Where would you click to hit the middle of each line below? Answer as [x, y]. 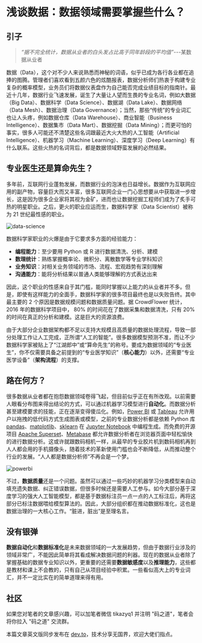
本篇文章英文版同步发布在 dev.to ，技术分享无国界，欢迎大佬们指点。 [91, 634]
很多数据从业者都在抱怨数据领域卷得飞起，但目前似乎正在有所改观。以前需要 [101, 396]
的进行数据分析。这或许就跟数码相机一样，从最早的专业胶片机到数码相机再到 [101, 441]
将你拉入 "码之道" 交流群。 [39, 621]
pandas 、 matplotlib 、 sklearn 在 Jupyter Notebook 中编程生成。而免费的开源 [101, 426]
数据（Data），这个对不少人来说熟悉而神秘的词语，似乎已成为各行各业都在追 [100, 72]
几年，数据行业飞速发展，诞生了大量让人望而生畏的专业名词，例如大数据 [106, 95]
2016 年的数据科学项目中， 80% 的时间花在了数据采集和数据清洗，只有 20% [101, 309]
